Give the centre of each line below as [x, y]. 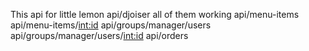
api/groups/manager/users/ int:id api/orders [99, 35]
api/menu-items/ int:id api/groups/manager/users [111, 25]
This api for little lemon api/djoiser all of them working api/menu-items [155, 14]
